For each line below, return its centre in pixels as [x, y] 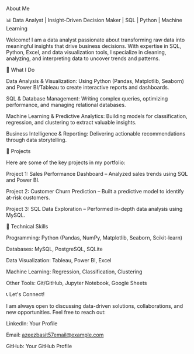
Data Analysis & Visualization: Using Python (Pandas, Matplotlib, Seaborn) [95, 81]
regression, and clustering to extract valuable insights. [71, 122]
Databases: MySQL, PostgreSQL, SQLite [55, 249]
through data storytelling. [37, 140]
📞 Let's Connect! [25, 294]
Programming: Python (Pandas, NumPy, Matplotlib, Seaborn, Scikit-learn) [94, 238]
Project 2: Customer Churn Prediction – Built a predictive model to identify [95, 191]
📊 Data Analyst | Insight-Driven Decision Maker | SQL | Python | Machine [94, 20]
